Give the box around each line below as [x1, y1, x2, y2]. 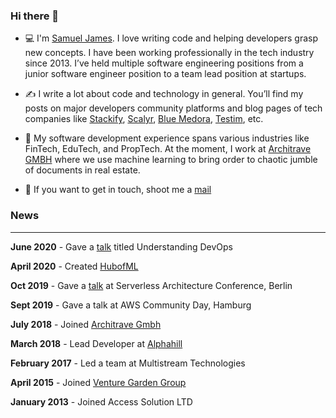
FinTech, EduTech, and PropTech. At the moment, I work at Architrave [24, 143, 312, 155]
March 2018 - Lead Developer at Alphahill [10, 337, 183, 349]
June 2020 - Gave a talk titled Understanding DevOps [10, 240, 234, 253]
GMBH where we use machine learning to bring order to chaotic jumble [24, 154, 318, 166]
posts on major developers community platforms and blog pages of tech [24, 102, 323, 114]
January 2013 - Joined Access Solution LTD [10, 395, 193, 408]
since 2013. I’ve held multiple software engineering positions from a [24, 57, 304, 69]
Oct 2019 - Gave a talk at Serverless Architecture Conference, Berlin [10, 279, 293, 291]
